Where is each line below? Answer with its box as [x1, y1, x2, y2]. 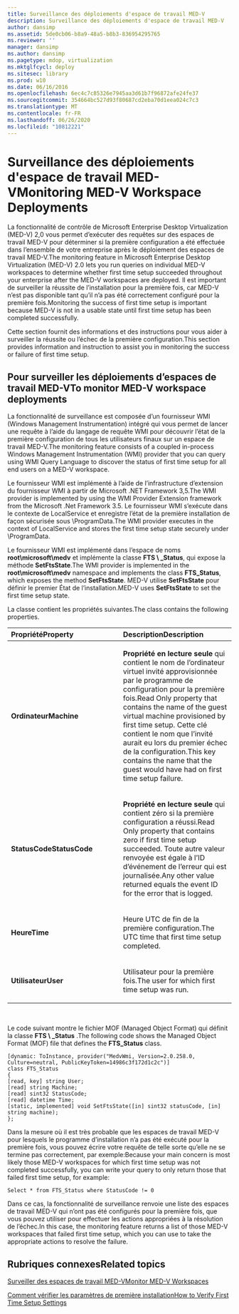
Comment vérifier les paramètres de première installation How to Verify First [7, 1291, 229, 1300]
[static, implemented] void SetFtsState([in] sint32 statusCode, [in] [7, 1103, 221, 1110]
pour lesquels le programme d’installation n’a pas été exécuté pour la [7, 1135, 210, 1144]
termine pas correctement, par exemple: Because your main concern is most [7, 1151, 230, 1159]
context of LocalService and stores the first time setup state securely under [7, 525, 229, 533]
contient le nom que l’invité [123, 729, 213, 739]
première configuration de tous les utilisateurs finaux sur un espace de [7, 435, 215, 443]
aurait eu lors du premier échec [123, 738, 228, 748]
